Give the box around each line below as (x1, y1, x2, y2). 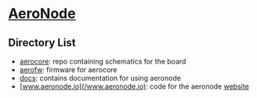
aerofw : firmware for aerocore (19, 65, 118, 74)
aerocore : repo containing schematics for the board (19, 56, 186, 66)
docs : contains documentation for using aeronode (19, 74, 182, 82)
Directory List (8, 36, 76, 49)
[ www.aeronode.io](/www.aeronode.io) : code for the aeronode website (19, 82, 249, 91)
